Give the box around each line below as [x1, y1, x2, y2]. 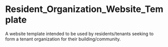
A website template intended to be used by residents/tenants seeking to [5, 30, 154, 36]
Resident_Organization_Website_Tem [5, 3, 163, 15]
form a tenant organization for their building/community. [5, 36, 121, 42]
